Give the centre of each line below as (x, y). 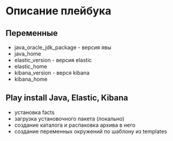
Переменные (32, 33)
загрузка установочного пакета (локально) (69, 118)
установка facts (34, 112)
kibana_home (31, 79)
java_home (28, 54)
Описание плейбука (59, 11)
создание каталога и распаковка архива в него (75, 125)
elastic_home (31, 66)
